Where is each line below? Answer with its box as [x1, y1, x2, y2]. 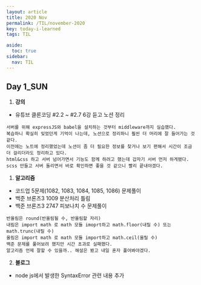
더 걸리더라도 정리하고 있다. [6, 150, 67, 156]
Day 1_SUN [6, 82, 48, 92]
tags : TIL [6, 31, 31, 38]
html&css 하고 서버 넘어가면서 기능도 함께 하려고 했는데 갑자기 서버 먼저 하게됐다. [6, 157, 189, 163]
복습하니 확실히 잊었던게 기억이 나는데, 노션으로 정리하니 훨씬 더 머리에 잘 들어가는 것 [6, 131, 195, 137]
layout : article [6, 8, 47, 15]
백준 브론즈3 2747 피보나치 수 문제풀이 [15, 202, 107, 209]
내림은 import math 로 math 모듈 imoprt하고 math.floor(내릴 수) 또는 [6, 222, 171, 228]
